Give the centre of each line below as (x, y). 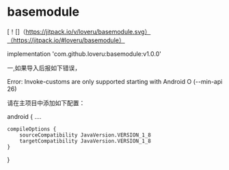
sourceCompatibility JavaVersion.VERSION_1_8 (85, 135)
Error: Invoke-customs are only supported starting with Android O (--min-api (115, 81)
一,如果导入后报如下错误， (44, 68)
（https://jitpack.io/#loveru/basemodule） (66, 40)
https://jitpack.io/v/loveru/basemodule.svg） (88, 31)
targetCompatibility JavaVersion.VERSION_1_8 (85, 141)
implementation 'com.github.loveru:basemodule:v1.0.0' (84, 54)
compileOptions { (32, 129)
